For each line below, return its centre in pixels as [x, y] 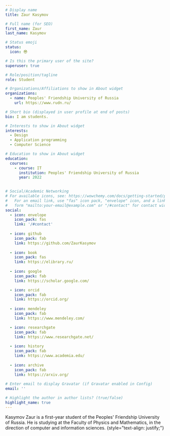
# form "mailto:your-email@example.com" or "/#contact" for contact [81, 205]
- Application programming [38, 140]
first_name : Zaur [24, 28]
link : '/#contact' [34, 224]
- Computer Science [30, 145]
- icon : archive [27, 365]
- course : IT [28, 168]
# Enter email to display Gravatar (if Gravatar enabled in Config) [79, 384]
